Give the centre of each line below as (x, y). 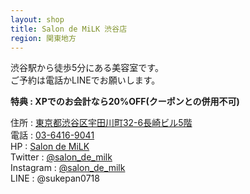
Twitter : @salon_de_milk (61, 157)
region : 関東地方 (43, 38)
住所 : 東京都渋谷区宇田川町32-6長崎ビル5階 (101, 123)
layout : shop (37, 19)
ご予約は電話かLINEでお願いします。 (85, 80)
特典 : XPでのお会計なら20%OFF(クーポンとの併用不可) (125, 102)
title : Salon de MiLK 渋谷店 (69, 29)
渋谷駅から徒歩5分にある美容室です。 (87, 68)
